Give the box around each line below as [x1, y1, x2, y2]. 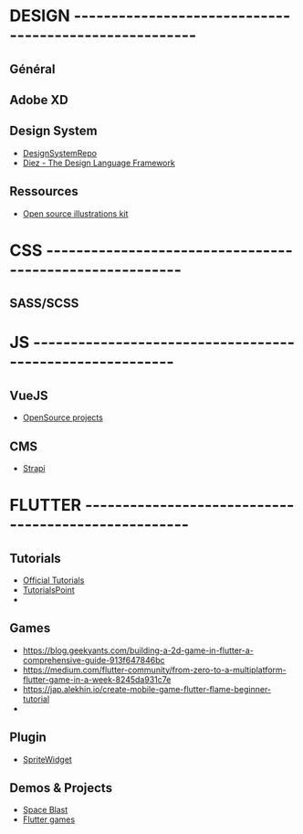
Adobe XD [9, 92, 68, 108]
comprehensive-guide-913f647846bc [22, 654, 165, 665]
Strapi [22, 462, 46, 473]
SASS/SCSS [9, 296, 79, 311]
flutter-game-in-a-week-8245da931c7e [22, 673, 172, 685]
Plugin [9, 730, 47, 745]
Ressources [9, 184, 79, 199]
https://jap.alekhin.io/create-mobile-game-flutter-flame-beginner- [22, 683, 272, 694]
